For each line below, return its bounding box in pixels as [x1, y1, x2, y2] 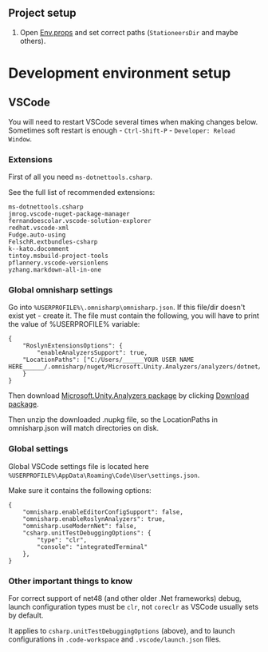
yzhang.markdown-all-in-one [8, 266, 102, 274]
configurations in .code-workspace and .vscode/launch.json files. [8, 634, 222, 644]
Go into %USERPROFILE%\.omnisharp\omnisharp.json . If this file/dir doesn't [8, 303, 246, 312]
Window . [8, 133, 32, 143]
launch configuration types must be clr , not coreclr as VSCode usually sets [8, 602, 259, 611]
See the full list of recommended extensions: [8, 188, 156, 197]
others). [19, 36, 46, 46]
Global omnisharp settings [8, 284, 113, 296]
